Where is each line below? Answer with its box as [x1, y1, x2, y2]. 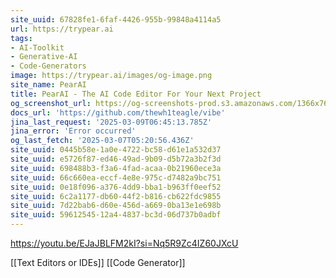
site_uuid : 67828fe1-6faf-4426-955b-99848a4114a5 [10, 14, 222, 25]
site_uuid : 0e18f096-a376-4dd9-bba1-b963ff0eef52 [10, 182, 222, 192]
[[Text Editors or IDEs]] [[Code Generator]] [10, 257, 186, 268]
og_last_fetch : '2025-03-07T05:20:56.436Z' [10, 136, 195, 146]
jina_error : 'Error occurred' [10, 126, 137, 136]
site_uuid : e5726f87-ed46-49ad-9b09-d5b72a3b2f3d [10, 154, 222, 164]
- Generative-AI [10, 52, 78, 62]
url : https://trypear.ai [10, 24, 114, 34]
